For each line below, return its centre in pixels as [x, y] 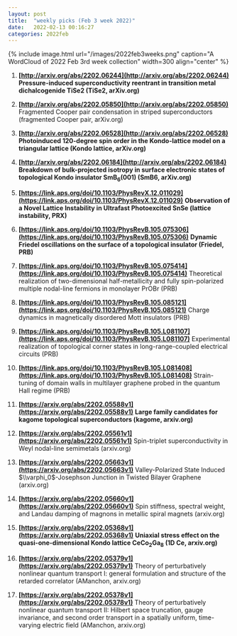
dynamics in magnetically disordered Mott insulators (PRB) [104, 318]
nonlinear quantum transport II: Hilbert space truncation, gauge [111, 610]
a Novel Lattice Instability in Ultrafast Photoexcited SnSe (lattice [115, 208]
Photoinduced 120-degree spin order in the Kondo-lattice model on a [122, 141]
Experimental [210, 339]
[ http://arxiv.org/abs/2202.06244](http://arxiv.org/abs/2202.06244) [123, 75]
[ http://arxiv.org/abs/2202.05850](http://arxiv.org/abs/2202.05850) [123, 105]
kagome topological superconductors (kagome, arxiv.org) [106, 419]
